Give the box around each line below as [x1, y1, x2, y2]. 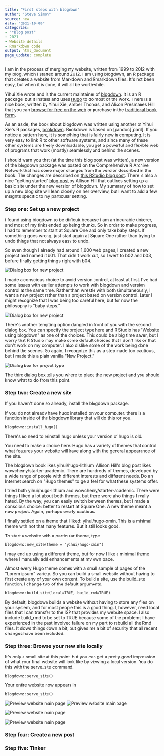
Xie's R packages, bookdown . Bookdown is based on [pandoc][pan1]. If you [5, 127, 158, 133]
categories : [5, 25, 29, 30]
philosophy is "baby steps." [5, 302, 60, 309]
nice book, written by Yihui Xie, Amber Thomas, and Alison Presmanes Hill [5, 101, 155, 108]
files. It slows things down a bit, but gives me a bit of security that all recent [5, 625, 158, 631]
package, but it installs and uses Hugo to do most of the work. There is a [5, 97, 152, 102]
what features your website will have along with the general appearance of [5, 448, 156, 454]
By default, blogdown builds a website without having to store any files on [5, 599, 154, 605]
